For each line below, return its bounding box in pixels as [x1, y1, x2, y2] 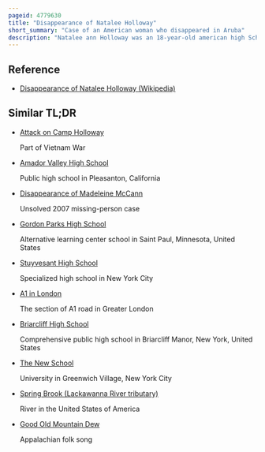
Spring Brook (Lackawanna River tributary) [19, 388, 159, 398]
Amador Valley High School [19, 158, 109, 167]
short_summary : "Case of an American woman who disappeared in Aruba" [8, 26, 245, 34]
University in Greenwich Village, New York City [19, 373, 172, 383]
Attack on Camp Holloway [19, 127, 105, 136]
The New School [19, 358, 74, 368]
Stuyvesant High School [19, 258, 99, 267]
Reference [8, 62, 61, 76]
